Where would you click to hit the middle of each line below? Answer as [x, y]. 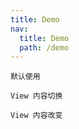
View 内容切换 [36, 96]
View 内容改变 [36, 116]
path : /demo [44, 47]
